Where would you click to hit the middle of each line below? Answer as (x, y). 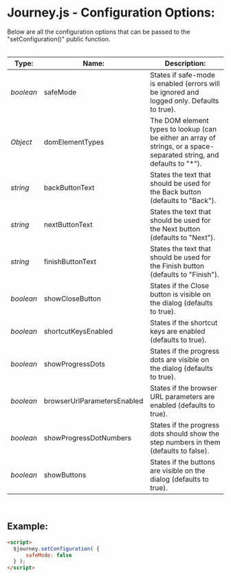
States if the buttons (183, 462)
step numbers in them (185, 442)
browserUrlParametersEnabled (93, 400)
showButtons (65, 475)
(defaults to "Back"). (183, 200)
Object (21, 142)
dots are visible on (180, 359)
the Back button (176, 192)
